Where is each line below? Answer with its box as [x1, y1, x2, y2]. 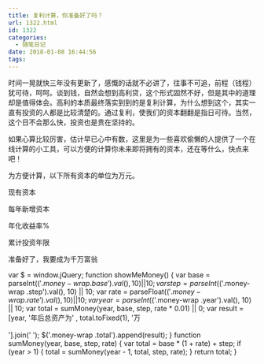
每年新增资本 [8, 204, 49, 214]
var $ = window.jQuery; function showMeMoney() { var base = [8, 269, 211, 280]
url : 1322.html [8, 19, 58, 27]
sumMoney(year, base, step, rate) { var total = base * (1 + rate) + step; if [8, 338, 242, 347]
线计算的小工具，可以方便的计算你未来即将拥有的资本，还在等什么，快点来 [8, 143, 249, 154]
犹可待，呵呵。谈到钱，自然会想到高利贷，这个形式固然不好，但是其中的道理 [8, 87, 256, 97]
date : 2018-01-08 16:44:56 [8, 48, 97, 56]
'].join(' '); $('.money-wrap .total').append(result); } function [8, 330, 202, 340]
